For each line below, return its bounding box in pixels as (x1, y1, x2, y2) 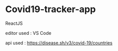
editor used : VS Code (5, 30, 52, 36)
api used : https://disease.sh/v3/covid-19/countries (5, 39, 113, 46)
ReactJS (5, 20, 23, 26)
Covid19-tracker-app (5, 4, 96, 15)
